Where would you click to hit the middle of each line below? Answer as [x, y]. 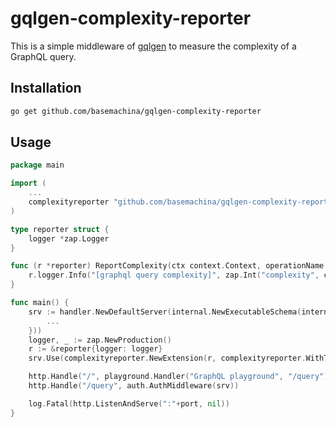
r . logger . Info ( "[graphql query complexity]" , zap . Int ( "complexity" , [174, 275]
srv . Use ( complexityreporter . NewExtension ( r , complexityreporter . [167, 358]
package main [37, 165]
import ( [28, 183]
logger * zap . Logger [69, 238]
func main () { [40, 303]
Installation [46, 88]
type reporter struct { [60, 229]
